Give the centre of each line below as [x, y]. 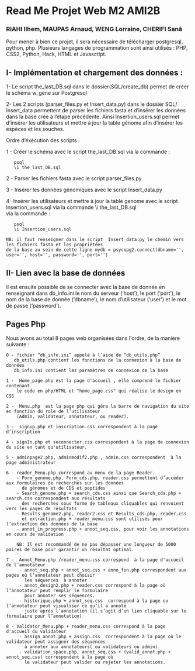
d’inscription [23, 432]
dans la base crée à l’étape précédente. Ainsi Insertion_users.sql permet [93, 117]
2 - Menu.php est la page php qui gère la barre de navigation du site [98, 406]
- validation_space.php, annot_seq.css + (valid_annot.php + [95, 652]
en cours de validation [35, 534]
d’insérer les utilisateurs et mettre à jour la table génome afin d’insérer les [94, 123]
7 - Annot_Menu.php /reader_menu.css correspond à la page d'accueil [95, 560]
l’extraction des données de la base [52, 524]
